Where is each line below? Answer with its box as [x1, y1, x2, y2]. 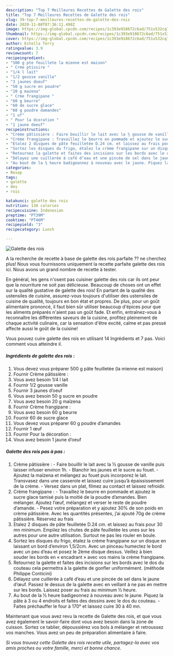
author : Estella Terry [6, 41, 54, 46]
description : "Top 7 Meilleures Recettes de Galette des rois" [6, 7, 144, 13]
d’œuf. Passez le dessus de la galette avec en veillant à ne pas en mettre [13, 581, 167, 587]
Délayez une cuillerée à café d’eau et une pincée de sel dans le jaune [13, 576, 160, 582]
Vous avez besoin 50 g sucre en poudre [13, 392, 98, 399]
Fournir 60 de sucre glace [13, 415, 68, 421]
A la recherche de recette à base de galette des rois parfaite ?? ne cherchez [6, 255, 166, 261]
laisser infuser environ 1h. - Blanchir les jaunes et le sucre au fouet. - [13, 466, 159, 473]
